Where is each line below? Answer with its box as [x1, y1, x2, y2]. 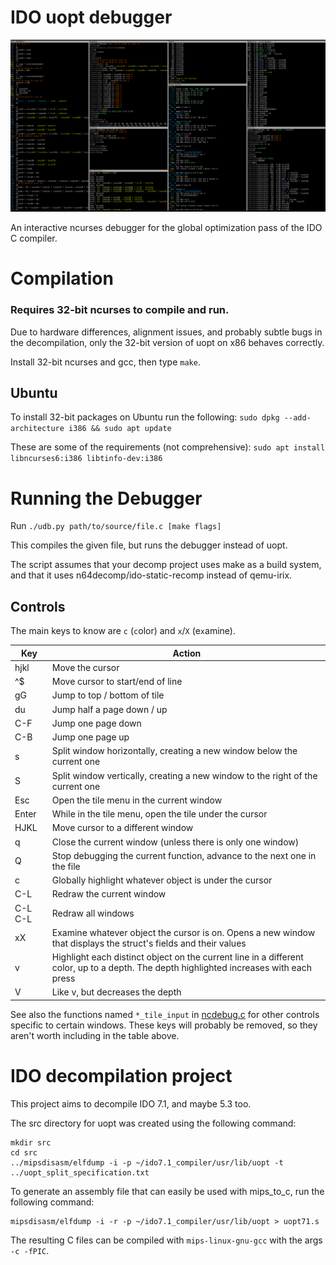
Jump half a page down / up [51, 703, 168, 715]
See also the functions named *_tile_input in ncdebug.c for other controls [10, 1008, 320, 1020]
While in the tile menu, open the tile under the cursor [51, 808, 268, 820]
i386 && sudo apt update [68, 424, 172, 434]
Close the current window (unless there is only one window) [51, 836, 300, 848]
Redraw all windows [51, 907, 135, 920]
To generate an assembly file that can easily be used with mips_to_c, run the [10, 1185, 325, 1197]
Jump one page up [51, 731, 130, 743]
